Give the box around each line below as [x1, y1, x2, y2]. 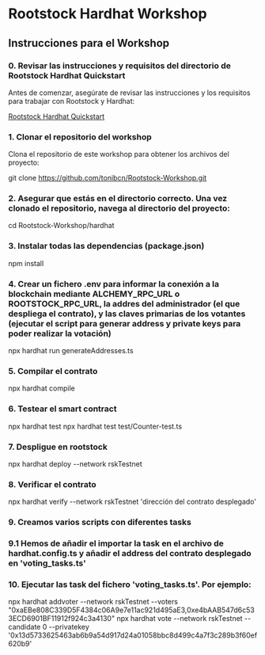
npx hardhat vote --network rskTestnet [116, 614, 243, 623]
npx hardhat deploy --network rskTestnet [8, 459, 142, 468]
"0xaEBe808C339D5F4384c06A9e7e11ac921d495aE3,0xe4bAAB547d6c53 [8, 605, 255, 615]
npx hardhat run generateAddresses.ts [8, 346, 134, 356]
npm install [8, 258, 44, 268]
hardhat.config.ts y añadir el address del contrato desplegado [8, 548, 252, 559]
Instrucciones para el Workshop [8, 36, 170, 50]
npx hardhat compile [8, 383, 75, 393]
